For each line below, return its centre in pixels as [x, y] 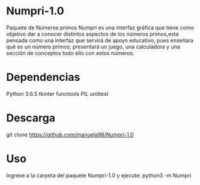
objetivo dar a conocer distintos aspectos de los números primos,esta [92, 34]
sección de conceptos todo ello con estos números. [70, 53]
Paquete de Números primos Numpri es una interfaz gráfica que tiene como [100, 28]
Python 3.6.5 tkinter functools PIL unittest [57, 93]
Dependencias [43, 78]
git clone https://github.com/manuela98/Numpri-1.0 [70, 134]
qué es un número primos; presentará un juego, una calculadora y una [93, 47]
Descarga [31, 118]
